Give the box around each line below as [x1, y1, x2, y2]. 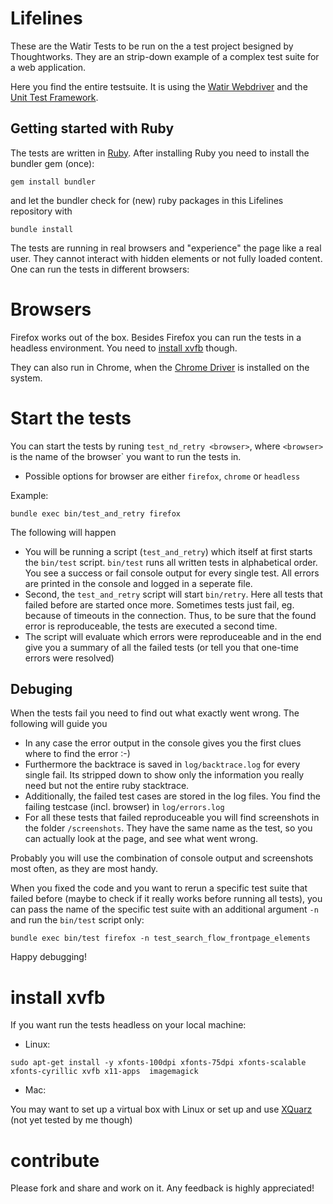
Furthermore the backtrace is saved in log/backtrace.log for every [24, 758, 301, 771]
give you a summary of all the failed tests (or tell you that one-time [24, 641, 299, 653]
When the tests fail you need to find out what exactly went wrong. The [10, 707, 300, 719]
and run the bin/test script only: [10, 914, 145, 926]
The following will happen [10, 526, 117, 538]
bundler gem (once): [10, 157, 95, 169]
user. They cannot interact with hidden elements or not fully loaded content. [10, 252, 323, 264]
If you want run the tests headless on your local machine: [10, 1019, 247, 1031]
